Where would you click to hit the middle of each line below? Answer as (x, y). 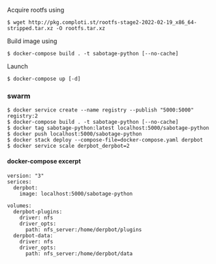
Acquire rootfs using (36, 10)
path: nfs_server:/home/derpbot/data (79, 253)
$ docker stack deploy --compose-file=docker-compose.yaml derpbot (105, 140)
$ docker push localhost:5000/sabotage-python (75, 134)
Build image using (32, 41)
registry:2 (23, 116)
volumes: (19, 206)
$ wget (16, 23)
